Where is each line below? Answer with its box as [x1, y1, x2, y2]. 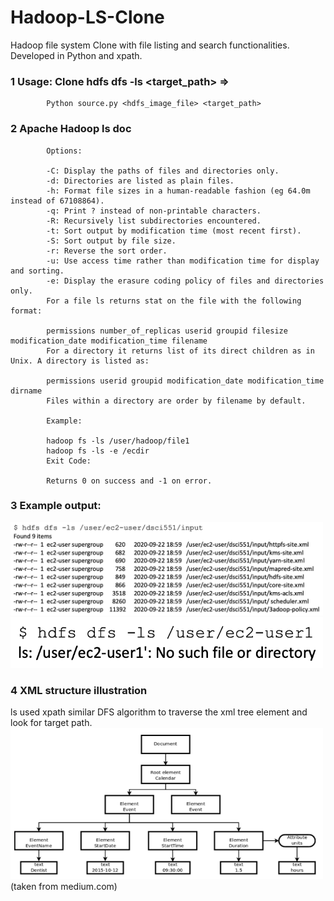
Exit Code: [46, 456, 92, 466]
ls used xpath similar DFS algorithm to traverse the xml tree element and [10, 706, 308, 718]
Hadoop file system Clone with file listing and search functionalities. [10, 39, 290, 51]
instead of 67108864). [10, 196, 105, 206]
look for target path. [10, 717, 93, 729]
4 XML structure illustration [10, 683, 148, 697]
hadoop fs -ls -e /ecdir [46, 446, 150, 456]
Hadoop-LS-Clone [10, 6, 165, 29]
